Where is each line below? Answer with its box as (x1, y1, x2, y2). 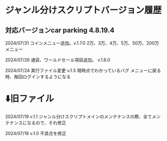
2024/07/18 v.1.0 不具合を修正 (5, 130, 66, 136)
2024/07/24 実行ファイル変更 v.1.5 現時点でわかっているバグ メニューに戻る (5, 68, 161, 73)
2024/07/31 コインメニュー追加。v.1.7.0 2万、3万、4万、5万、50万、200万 (5, 40, 160, 46)
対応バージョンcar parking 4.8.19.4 (5, 26, 115, 34)
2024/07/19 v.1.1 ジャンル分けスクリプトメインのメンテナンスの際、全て (5, 113, 152, 120)
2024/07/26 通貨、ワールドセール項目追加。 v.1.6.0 (5, 57, 111, 63)
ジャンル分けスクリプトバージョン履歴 (5, 4, 162, 16)
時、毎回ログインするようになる (5, 74, 71, 80)
